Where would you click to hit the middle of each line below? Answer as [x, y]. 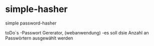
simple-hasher [36, 9]
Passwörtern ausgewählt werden [39, 38]
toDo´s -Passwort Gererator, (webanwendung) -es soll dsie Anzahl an [77, 32]
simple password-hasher [31, 23]
